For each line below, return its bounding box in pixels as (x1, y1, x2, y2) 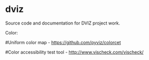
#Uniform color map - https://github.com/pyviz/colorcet (5, 39, 121, 45)
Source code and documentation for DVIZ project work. (5, 20, 120, 26)
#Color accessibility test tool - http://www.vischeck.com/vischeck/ (5, 49, 144, 55)
